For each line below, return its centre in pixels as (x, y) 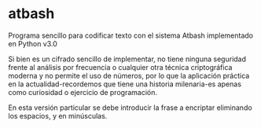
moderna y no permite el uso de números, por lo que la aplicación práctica (129, 75)
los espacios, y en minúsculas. (58, 115)
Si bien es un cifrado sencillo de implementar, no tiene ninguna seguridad (127, 59)
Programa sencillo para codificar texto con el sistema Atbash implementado (131, 35)
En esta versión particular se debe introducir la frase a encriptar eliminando (130, 108)
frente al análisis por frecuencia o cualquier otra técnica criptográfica (120, 67)
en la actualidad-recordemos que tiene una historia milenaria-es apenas (125, 84)
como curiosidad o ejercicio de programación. (83, 92)
